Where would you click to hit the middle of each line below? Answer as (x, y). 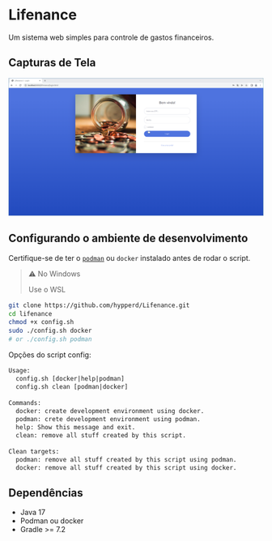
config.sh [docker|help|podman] (70, 379)
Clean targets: (34, 452)
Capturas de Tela (52, 63)
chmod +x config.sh (41, 322)
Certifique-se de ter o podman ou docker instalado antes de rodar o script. (130, 258)
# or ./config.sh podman (50, 339)
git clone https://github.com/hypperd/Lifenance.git (99, 305)
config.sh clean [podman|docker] (72, 387)
